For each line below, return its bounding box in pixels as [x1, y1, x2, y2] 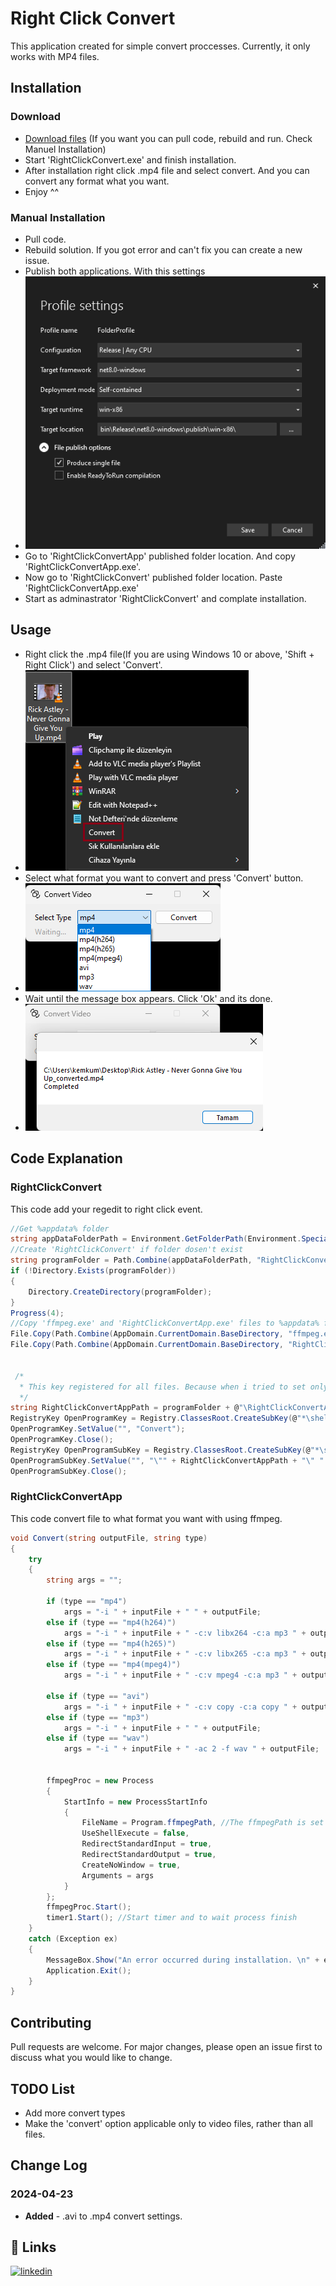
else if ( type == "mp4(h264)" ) [46, 1617, 177, 1627]
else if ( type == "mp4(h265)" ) [46, 1638, 177, 1649]
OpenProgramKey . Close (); [10, 1435, 114, 1445]
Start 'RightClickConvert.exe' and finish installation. [24, 153, 237, 166]
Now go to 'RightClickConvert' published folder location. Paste [24, 572, 283, 584]
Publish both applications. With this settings [24, 265, 206, 277]
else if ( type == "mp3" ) [46, 1712, 150, 1722]
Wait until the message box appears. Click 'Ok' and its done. [24, 992, 273, 1004]
